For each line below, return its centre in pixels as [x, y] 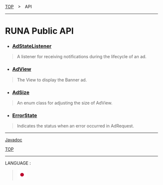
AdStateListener [32, 46]
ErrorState [24, 116]
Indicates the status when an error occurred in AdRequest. [75, 126]
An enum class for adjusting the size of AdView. [65, 103]
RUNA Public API [40, 31]
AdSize [21, 92]
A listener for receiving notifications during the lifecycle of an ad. [82, 57]
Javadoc [14, 140]
